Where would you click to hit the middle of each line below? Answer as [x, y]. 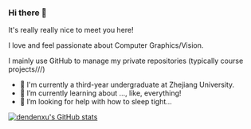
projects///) [27, 69]
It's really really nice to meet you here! [71, 30]
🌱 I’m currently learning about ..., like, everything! [100, 93]
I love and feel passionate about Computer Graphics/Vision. [106, 45]
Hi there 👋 [28, 13]
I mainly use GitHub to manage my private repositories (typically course [126, 61]
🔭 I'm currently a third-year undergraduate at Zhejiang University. [127, 85]
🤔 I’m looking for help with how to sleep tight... [96, 102]
